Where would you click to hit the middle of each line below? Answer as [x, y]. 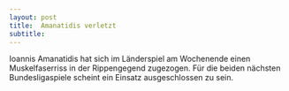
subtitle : [27, 34]
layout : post [33, 17]
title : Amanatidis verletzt [63, 26]
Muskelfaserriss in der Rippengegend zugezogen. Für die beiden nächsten [145, 68]
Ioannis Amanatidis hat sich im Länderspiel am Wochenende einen [130, 59]
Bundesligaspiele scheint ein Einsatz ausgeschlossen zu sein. [122, 78]
